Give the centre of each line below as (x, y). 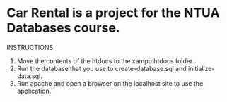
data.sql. (30, 76)
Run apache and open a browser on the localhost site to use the (110, 83)
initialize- (201, 68)
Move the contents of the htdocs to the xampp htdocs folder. (105, 60)
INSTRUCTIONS (30, 47)
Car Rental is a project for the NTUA (113, 13)
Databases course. (64, 28)
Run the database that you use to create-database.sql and (101, 68)
